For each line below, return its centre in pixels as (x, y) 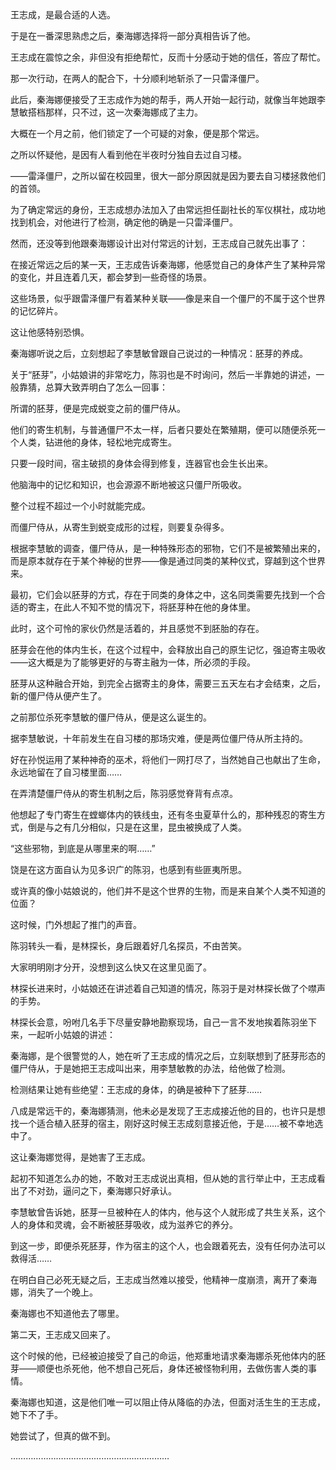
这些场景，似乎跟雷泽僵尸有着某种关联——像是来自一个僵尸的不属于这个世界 (168, 298)
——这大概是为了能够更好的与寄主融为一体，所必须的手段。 (133, 662)
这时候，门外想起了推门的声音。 (76, 924)
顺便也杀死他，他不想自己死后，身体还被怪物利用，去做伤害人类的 (172, 1368)
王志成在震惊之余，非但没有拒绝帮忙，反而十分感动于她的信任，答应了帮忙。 (168, 57)
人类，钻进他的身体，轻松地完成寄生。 (97, 442)
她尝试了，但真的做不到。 (63, 1436)
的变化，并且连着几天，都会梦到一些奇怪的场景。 (111, 277)
